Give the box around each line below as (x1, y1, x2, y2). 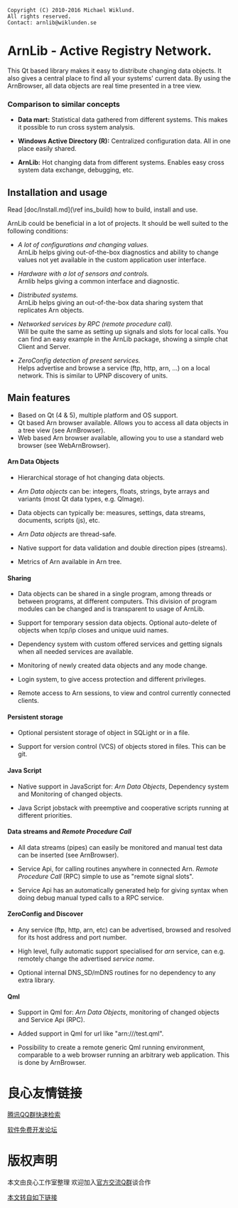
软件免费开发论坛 (7, 1125, 58, 1134)
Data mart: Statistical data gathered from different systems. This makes (17, 115, 228, 124)
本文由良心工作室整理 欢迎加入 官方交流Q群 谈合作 (7, 1178, 151, 1187)
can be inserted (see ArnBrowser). (17, 850, 119, 859)
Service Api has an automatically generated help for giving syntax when (17, 885, 229, 894)
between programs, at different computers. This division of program (17, 597, 217, 605)
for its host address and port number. (17, 933, 127, 942)
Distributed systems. (17, 291, 78, 299)
